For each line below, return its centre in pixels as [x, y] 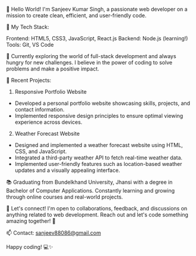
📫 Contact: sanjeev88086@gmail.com [54, 233]
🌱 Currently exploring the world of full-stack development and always [91, 56]
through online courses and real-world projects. [65, 197]
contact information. [39, 109]
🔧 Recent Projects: [29, 80]
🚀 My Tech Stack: [28, 27]
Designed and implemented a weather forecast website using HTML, [99, 145]
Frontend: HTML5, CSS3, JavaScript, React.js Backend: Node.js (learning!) [97, 38]
